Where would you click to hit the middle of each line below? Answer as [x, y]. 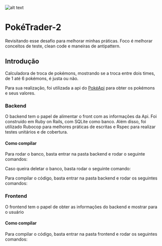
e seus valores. [20, 93]
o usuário [15, 212]
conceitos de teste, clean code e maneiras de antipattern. [63, 46]
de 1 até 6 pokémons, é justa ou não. [42, 78]
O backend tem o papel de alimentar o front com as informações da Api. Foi [81, 116]
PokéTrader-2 [33, 27]
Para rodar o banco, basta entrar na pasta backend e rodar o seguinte [75, 154]
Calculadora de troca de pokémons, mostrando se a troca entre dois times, [80, 73]
